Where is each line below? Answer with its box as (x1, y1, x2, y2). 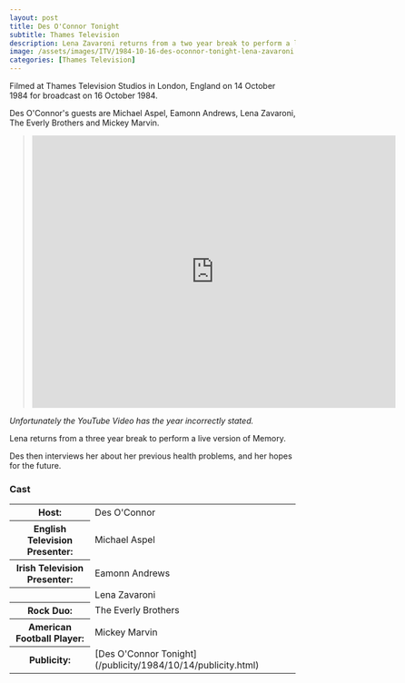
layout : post (9, 13, 59, 23)
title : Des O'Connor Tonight (9, 22, 120, 31)
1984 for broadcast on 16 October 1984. (9, 90, 158, 101)
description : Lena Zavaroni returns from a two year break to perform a (9, 38, 291, 48)
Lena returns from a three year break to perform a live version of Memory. (9, 433, 286, 443)
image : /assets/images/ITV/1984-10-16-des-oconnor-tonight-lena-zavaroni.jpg (9, 47, 311, 56)
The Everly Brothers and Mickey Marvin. (9, 117, 160, 128)
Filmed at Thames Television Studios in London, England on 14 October (9, 81, 276, 91)
